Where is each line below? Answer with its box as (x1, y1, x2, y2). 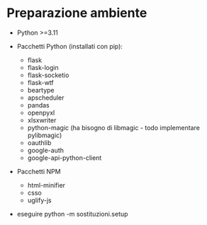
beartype (27, 86, 55, 94)
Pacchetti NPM (16, 167, 61, 175)
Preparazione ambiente (6, 5, 147, 21)
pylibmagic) (27, 131, 62, 139)
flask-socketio (27, 71, 69, 79)
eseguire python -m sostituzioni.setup (16, 209, 128, 218)
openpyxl (27, 108, 55, 117)
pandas (27, 100, 50, 109)
